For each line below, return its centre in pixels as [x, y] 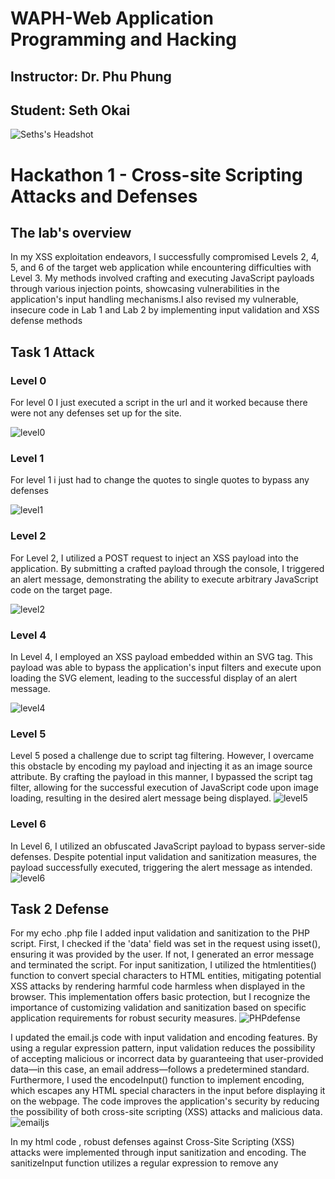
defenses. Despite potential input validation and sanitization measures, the [163, 856]
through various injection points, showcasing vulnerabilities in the [145, 289]
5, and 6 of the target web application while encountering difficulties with [161, 268]
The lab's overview [71, 232]
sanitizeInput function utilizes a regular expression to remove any [144, 1163]
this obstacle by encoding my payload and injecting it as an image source [161, 766]
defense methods [46, 321]
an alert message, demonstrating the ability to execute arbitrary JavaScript [164, 579]
